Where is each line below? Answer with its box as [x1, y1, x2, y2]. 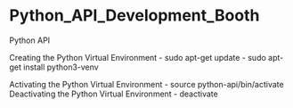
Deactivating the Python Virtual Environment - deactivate [9, 88, 218, 99]
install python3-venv [23, 62, 100, 72]
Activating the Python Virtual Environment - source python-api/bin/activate [9, 79, 284, 89]
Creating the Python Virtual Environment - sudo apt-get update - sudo [9, 52, 267, 62]
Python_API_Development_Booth [9, 5, 260, 26]
